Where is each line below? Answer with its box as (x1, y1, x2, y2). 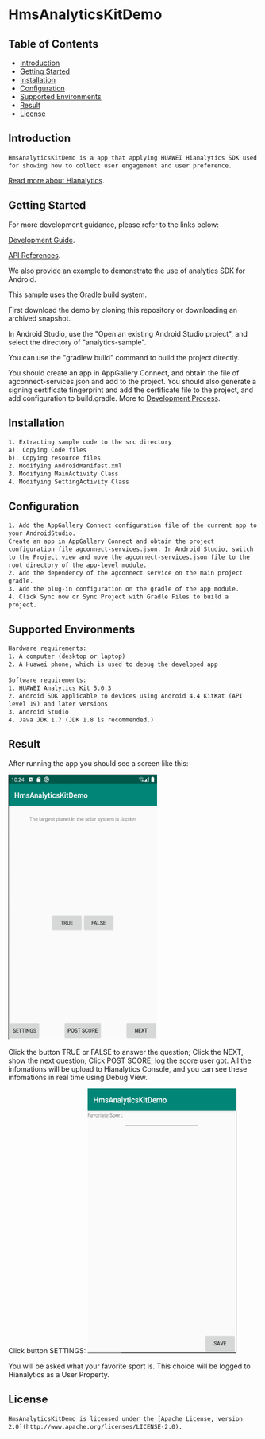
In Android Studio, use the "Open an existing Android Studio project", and (8, 329, 248, 338)
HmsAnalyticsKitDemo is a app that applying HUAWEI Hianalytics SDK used (8, 153, 258, 162)
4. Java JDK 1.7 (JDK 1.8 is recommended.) (8, 716, 155, 724)
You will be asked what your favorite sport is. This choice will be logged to (8, 1361, 252, 1371)
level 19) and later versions (8, 700, 109, 708)
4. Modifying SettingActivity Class (8, 478, 129, 486)
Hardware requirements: (8, 644, 87, 652)
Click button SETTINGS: (8, 1345, 86, 1355)
